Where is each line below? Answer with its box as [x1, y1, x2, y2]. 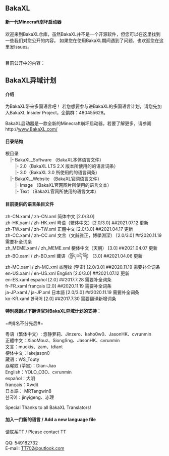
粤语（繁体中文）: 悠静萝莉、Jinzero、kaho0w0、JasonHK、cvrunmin [5, 331, 152, 337]
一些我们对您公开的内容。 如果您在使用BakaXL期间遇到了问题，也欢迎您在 [5, 37, 159, 44]
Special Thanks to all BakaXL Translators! [5, 404, 91, 410]
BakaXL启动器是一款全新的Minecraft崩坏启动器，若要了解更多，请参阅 [5, 120, 151, 127]
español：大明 [5, 375, 35, 381]
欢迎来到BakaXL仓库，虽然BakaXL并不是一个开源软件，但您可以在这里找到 [5, 31, 161, 37]
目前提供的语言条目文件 [5, 201, 54, 207]
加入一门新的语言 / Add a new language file [5, 417, 96, 423]
